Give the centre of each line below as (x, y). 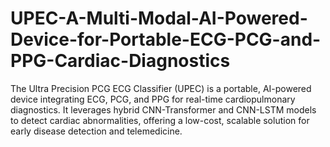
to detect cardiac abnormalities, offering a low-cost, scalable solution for (160, 120)
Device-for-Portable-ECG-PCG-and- (166, 39)
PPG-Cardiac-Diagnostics (120, 61)
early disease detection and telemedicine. (96, 131)
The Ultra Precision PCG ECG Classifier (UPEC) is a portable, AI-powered (161, 88)
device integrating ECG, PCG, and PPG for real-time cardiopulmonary (153, 99)
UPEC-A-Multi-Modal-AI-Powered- (159, 18)
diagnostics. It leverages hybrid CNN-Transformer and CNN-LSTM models (163, 109)
